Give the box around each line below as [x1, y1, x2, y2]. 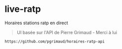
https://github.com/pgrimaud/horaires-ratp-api [4, 39, 105, 44]
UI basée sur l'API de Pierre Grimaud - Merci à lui [16, 29, 118, 35]
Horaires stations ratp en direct [4, 20, 68, 26]
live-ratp [4, 3, 41, 15]
